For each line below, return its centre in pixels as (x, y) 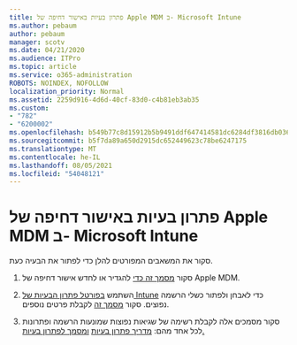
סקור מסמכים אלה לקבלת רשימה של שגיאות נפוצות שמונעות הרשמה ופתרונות (151, 322)
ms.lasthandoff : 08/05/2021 (61, 165)
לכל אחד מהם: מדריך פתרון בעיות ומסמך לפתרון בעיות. (113, 331)
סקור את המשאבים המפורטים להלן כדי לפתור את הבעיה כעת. (111, 261)
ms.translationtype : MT (53, 149)
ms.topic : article (43, 67)
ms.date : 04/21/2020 (47, 50)
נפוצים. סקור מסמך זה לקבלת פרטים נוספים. (95, 304)
